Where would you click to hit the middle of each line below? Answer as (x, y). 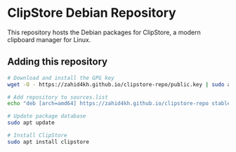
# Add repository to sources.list (58, 97)
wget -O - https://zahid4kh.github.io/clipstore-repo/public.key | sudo (116, 84)
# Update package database (47, 116)
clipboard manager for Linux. (49, 39)
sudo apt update (31, 123)
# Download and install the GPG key (61, 78)
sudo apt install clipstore (48, 141)
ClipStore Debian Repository (92, 13)
